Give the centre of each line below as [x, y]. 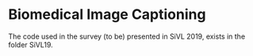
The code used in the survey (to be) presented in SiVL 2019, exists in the [127, 36]
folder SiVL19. [31, 44]
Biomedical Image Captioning [107, 15]
